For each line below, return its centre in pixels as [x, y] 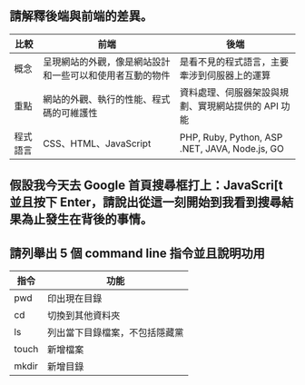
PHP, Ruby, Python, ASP [231, 137]
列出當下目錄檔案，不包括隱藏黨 [115, 332]
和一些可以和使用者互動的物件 [106, 75]
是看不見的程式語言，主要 [235, 62]
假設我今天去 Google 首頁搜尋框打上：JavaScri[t [146, 186]
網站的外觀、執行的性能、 [97, 99]
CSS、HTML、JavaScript [97, 143]
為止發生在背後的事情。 [87, 219]
